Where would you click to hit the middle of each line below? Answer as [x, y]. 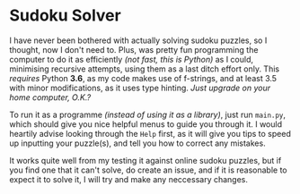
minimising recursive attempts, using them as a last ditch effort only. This [145, 69]
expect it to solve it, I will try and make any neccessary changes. [129, 179]
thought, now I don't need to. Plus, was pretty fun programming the [134, 49]
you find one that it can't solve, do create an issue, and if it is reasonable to [148, 170]
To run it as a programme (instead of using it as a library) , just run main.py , [147, 114]
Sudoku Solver [65, 16]
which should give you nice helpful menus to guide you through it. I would [146, 124]
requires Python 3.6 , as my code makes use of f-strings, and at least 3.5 [143, 78]
